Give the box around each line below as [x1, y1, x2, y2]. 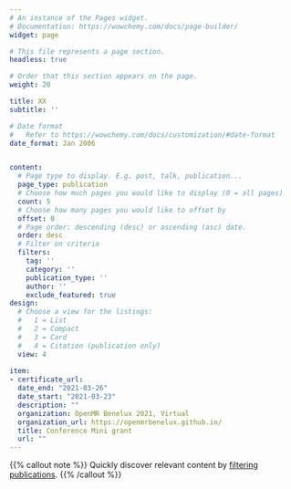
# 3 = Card [17, 332, 68, 342]
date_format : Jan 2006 [9, 139, 96, 148]
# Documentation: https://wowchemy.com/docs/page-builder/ [9, 22, 239, 31]
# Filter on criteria [17, 239, 100, 249]
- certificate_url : [9, 375, 84, 384]
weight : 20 [9, 80, 51, 89]
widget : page [9, 30, 59, 39]
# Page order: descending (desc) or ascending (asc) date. [17, 223, 247, 232]
